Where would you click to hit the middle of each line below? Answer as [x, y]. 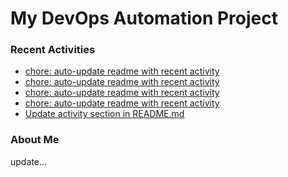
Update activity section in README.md [104, 114]
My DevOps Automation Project [144, 18]
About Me [35, 140]
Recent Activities [53, 50]
